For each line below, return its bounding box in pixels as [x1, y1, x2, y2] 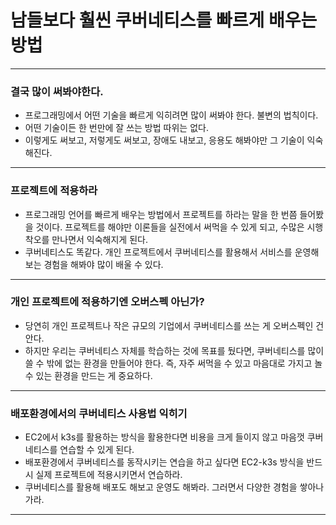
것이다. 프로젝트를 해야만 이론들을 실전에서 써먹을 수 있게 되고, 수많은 [35, 221, 305, 233]
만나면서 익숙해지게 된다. [51, 233, 148, 245]
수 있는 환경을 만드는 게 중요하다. [24, 369, 153, 381]
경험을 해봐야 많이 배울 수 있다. [43, 258, 164, 270]
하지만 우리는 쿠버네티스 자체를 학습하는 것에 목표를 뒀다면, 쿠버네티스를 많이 [24, 344, 325, 356]
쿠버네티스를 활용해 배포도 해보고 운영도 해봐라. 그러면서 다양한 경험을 [24, 481, 298, 493]
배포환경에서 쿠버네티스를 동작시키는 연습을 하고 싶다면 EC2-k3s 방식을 [24, 456, 305, 468]
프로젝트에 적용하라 [10, 184, 98, 198]
